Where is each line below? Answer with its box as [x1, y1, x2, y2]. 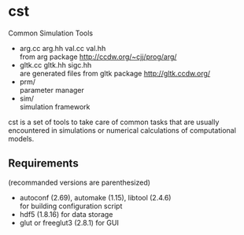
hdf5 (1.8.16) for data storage [19, 209, 113, 218]
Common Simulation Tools [8, 28, 94, 38]
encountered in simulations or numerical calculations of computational [8, 125, 236, 135]
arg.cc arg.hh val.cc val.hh [19, 43, 106, 53]
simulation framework [19, 101, 91, 112]
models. [8, 134, 35, 143]
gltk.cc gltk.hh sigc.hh [19, 60, 92, 69]
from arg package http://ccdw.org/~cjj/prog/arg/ [19, 52, 177, 61]
